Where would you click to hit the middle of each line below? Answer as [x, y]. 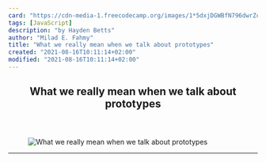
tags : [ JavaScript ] [40, 23]
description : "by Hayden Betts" [61, 30]
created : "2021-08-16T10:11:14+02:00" [72, 52]
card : [17, 15]
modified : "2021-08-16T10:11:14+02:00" [74, 60]
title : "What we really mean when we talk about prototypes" [111, 45]
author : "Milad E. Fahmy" [51, 38]
